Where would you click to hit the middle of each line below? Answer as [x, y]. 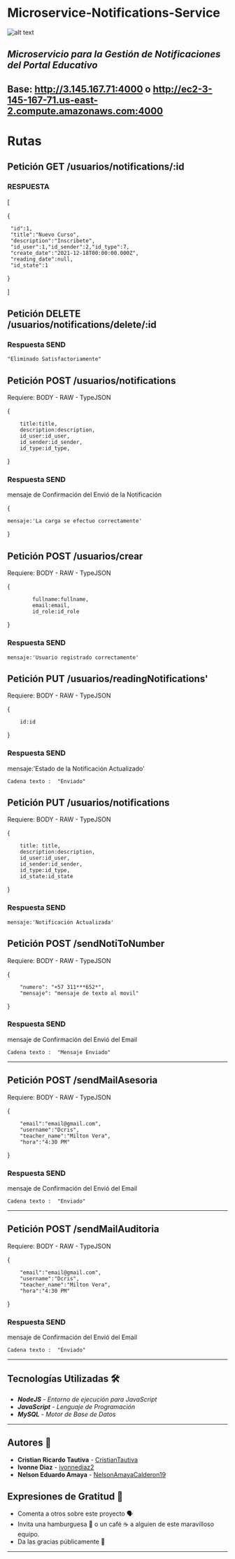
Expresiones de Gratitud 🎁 [65, 1497]
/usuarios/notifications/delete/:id [82, 325]
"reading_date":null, [42, 259]
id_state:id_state [47, 877]
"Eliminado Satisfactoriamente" [54, 359]
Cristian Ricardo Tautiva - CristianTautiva [78, 1460]
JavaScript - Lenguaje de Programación [76, 1406]
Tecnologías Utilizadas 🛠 [64, 1379]
